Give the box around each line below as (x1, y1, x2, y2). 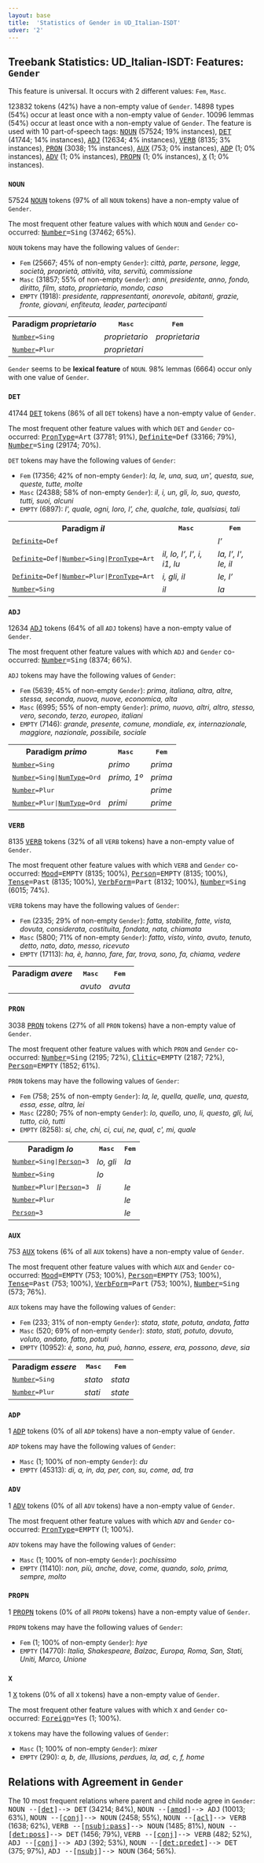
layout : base (8, 11, 51, 20)
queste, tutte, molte (19, 479, 83, 489)
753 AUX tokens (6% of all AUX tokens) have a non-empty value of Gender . (8, 1246, 245, 1256)
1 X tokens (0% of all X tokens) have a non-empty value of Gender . (8, 1690, 220, 1699)
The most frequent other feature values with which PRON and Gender (8, 1044, 225, 1053)
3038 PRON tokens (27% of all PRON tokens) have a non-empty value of (8, 1020, 236, 1030)
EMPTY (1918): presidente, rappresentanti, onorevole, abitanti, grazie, (19, 292, 240, 301)
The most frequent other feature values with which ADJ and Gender (8, 647, 222, 657)
